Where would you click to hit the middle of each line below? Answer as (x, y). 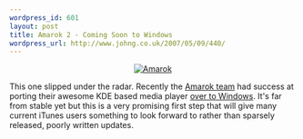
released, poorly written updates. (71, 125)
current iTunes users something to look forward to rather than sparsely (142, 115)
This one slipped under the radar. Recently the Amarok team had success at (151, 86)
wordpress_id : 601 (44, 18)
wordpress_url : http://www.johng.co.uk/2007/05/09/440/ (117, 43)
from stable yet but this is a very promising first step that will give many (143, 106)
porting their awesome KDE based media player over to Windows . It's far (146, 96)
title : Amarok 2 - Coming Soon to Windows (91, 35)
